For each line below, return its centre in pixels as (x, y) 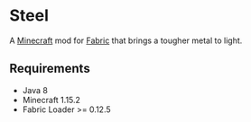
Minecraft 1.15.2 (51, 100)
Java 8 (35, 90)
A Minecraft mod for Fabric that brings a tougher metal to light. (126, 40)
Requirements (50, 69)
